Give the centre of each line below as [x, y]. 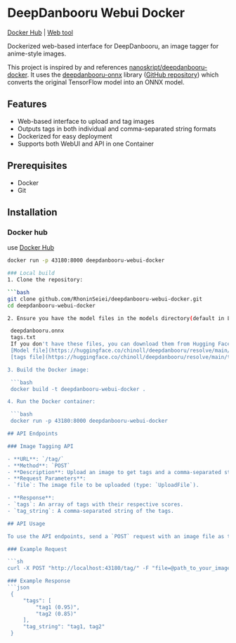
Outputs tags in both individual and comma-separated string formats [117, 129]
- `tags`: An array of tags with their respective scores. [96, 504]
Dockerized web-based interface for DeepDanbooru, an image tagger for [113, 46]
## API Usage [26, 523]
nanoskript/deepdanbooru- [168, 67]
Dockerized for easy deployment [65, 136]
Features [27, 104]
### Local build [31, 273]
